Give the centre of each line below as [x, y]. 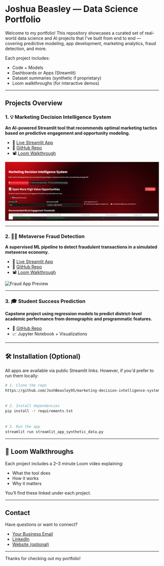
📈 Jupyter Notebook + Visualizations [50, 334]
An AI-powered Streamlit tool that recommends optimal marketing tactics [81, 128]
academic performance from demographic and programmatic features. [79, 319]
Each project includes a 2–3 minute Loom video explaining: [64, 463]
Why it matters [27, 483]
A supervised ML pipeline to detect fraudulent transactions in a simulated [81, 247]
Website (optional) [31, 544]
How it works [25, 478]
